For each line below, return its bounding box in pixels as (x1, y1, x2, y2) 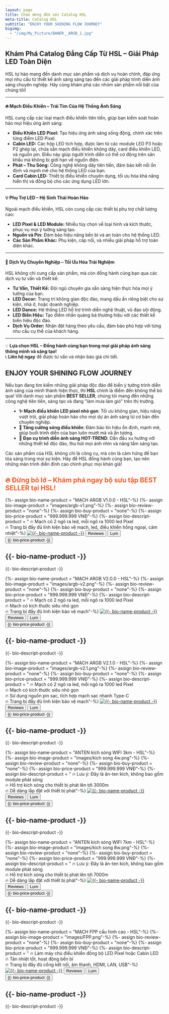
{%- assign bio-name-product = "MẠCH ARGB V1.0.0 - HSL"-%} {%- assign (5, 497, 163, 503)
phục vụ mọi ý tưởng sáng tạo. (12, 227, 76, 233)
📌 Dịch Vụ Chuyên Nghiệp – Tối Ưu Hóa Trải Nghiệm (5, 259, 115, 265)
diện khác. (12, 243, 34, 249)
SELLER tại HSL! (5, 483, 56, 492)
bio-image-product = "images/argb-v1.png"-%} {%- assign (5, 502, 128, 509)
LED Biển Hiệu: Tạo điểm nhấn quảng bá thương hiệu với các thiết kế (12, 312, 155, 318)
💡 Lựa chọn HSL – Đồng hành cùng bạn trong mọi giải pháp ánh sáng (5, 343, 151, 349)
